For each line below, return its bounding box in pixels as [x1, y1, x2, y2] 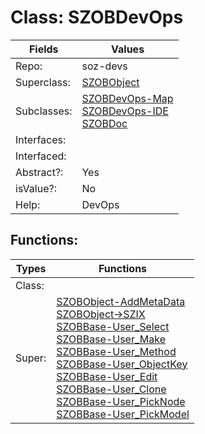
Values [111, 42, 145, 56]
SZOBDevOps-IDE [81, 104, 169, 118]
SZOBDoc [81, 116, 128, 130]
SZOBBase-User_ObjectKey [56, 357, 188, 371]
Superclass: [15, 75, 71, 89]
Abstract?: [15, 165, 64, 179]
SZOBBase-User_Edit [56, 369, 158, 383]
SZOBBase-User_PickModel [56, 407, 190, 421]
